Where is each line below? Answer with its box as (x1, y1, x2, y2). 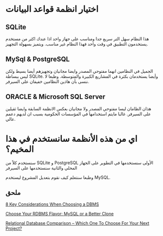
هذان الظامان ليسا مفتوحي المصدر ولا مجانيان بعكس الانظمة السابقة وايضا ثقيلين (5, 106, 151, 111)
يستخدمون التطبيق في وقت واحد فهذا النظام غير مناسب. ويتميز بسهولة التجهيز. (5, 41, 148, 47)
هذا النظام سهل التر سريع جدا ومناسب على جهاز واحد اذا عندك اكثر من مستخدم (5, 36, 149, 42)
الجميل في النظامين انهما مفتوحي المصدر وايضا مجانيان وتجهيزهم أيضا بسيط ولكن (5, 68, 153, 74)
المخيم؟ (5, 143, 34, 154)
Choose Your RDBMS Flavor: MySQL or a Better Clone (5, 211, 114, 217)
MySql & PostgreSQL (5, 55, 70, 64)
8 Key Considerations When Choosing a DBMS (5, 201, 99, 207)
